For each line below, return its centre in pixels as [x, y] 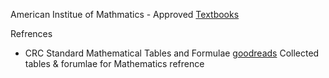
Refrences [31, 33]
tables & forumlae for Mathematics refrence [114, 63]
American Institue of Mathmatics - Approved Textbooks [125, 14]
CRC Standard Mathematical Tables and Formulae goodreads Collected [172, 53]
